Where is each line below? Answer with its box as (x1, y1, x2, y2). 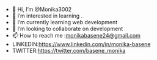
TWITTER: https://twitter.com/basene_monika (12, 47, 126, 54)
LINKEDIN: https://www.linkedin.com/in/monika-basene (12, 41, 151, 48)
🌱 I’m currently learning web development (12, 19, 118, 25)
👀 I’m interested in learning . (12, 12, 83, 19)
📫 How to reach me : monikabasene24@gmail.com (12, 32, 141, 39)
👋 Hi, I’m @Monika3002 (12, 6, 72, 13)
